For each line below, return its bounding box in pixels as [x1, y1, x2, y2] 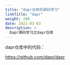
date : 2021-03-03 [5, 21, 41, 26]
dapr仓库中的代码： [5, 44, 46, 50]
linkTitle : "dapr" [5, 12, 43, 17]
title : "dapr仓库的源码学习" [5, 7, 61, 12]
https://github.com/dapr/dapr [5, 54, 66, 60]
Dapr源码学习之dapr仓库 [9, 30, 54, 35]
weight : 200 [5, 16, 30, 21]
